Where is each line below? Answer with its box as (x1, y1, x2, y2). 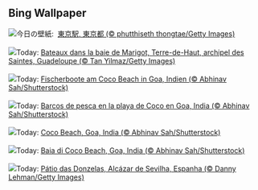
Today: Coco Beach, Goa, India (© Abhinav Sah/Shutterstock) (16, 127, 221, 137)
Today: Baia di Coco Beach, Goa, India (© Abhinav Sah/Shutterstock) (16, 145, 245, 155)
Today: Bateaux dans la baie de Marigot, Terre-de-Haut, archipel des (16, 47, 244, 57)
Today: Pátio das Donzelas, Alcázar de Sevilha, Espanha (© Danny (16, 163, 237, 173)
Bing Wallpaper (8, 6, 87, 20)
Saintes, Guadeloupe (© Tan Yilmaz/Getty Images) (8, 56, 176, 65)
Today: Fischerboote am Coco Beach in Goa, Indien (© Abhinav (16, 74, 227, 84)
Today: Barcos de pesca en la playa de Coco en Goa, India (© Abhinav (16, 101, 250, 110)
